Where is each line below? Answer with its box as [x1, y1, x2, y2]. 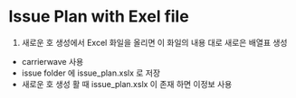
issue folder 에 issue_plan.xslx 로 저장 [21, 67, 160, 78]
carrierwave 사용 [21, 56, 84, 67]
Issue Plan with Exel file [8, 6, 189, 27]
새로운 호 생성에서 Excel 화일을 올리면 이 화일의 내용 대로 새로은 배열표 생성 [21, 37, 288, 48]
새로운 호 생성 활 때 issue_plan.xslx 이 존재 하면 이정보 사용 [21, 78, 233, 89]
